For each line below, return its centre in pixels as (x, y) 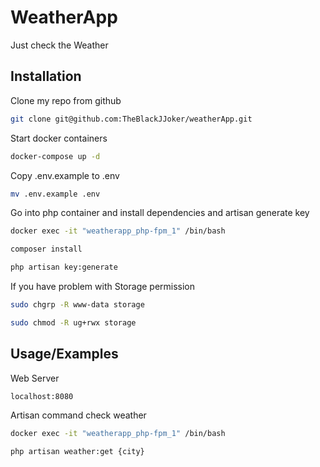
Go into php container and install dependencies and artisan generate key (160, 213)
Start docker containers (59, 138)
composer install (46, 249)
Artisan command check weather (78, 415)
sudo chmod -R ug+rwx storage (73, 322)
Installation (46, 76)
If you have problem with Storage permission (103, 286)
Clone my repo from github (66, 100)
